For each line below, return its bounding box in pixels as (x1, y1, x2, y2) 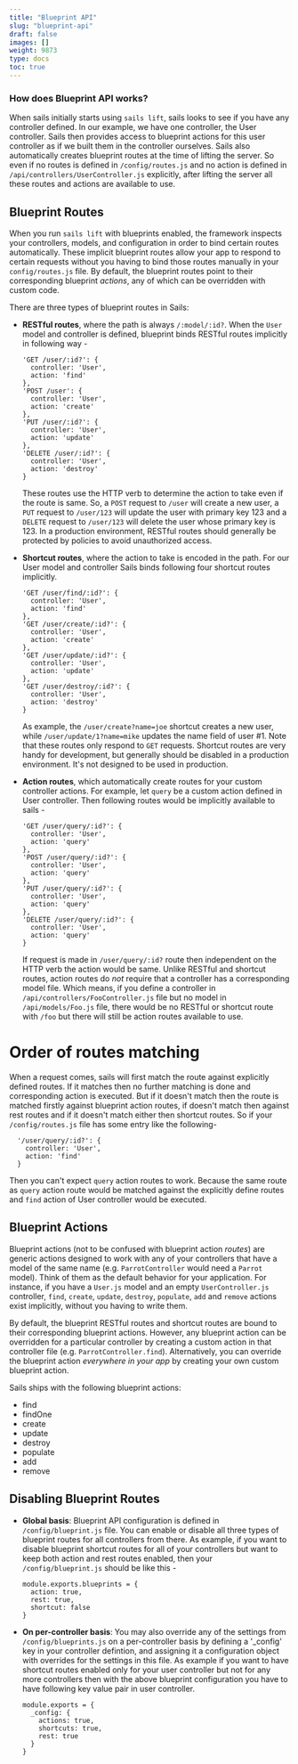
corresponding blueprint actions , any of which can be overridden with (9, 275, 266, 286)
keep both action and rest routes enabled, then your (21, 1553, 213, 1564)
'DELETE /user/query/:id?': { (21, 915, 135, 924)
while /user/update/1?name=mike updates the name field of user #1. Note (21, 730, 287, 741)
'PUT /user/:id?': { (21, 418, 99, 427)
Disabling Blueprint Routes (9, 1492, 160, 1507)
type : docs (9, 54, 50, 63)
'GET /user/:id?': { (21, 355, 99, 364)
